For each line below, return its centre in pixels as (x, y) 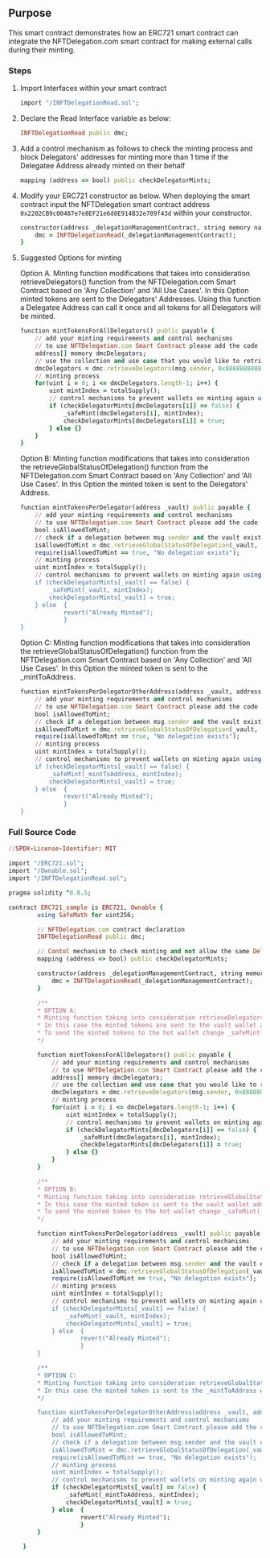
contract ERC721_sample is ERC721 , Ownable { (86, 907)
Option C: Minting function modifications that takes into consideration (135, 643)
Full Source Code (42, 833)
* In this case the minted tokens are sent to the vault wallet (147, 1026)
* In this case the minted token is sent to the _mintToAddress (147, 1391)
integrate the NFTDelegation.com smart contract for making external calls (131, 41)
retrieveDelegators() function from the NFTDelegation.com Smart (128, 282)
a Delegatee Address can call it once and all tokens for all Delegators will (140, 308)
